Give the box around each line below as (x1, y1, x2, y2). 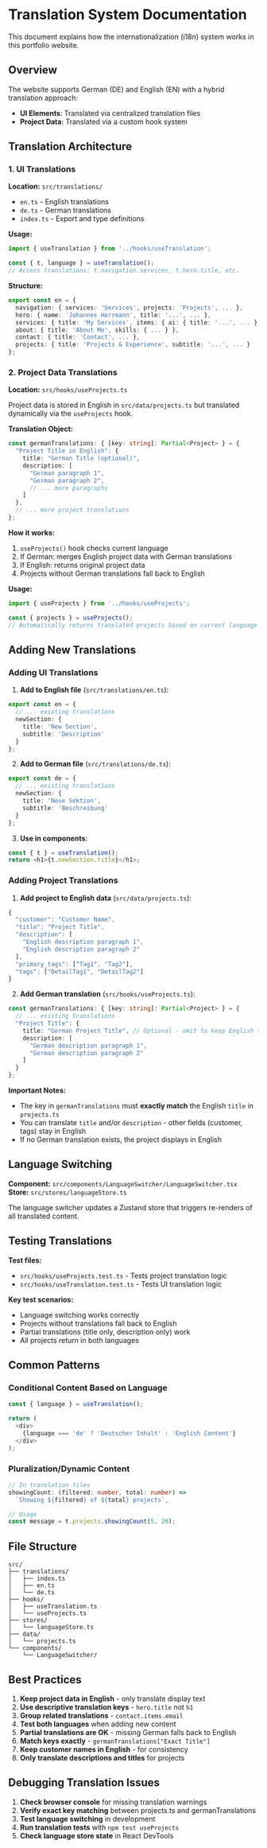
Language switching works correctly (19, 1310, 140, 1319)
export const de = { (8, 775, 77, 782)
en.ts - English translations (19, 197, 110, 207)
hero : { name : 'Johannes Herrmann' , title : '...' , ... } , (15, 311, 212, 319)
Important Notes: (8, 1085, 66, 1095)
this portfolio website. (8, 40, 79, 49)
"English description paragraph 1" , (22, 938, 145, 946)
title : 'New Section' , (22, 722, 98, 731)
